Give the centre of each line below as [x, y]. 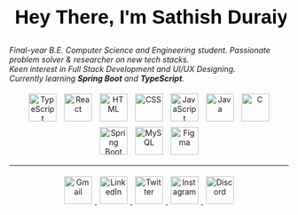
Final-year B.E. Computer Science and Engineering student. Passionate [140, 50]
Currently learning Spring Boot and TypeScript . [97, 78]
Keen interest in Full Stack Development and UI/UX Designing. [123, 68]
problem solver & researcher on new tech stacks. [99, 60]
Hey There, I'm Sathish [118, 17]
